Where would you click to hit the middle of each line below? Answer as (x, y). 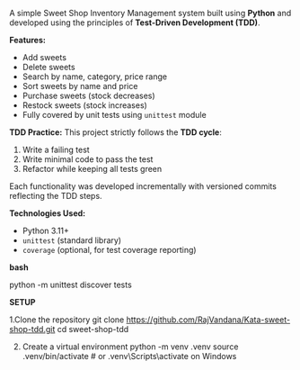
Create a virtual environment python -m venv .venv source (130, 347)
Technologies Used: (48, 213)
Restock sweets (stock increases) (85, 105)
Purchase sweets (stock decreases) (88, 95)
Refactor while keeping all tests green (92, 169)
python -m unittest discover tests (71, 284)
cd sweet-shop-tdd (93, 329)
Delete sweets (49, 67)
